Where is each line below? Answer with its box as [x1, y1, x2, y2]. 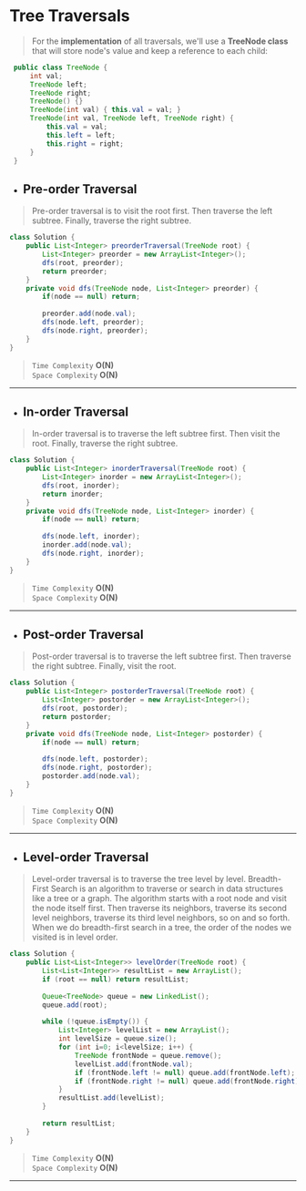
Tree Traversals [9, 5, 130, 26]
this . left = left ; [46, 130, 117, 139]
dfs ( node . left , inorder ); [42, 532, 141, 541]
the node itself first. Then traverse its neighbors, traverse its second [31, 903, 287, 914]
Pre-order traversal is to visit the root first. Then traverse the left [31, 206, 273, 217]
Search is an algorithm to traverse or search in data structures [50, 883, 284, 894]
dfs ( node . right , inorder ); [42, 549, 145, 558]
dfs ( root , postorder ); [42, 703, 128, 713]
